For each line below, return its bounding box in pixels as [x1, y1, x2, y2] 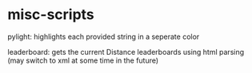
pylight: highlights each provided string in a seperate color [7, 32, 200, 41]
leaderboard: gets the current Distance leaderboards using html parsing [7, 47, 245, 56]
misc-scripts [7, 6, 95, 24]
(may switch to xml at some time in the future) [7, 56, 159, 65]
